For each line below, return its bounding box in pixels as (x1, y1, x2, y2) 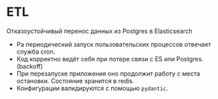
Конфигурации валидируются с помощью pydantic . (16, 84, 168, 92)
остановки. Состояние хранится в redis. (16, 76, 135, 85)
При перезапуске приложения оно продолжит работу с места (16, 69, 201, 78)
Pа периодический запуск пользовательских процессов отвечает (16, 40, 212, 48)
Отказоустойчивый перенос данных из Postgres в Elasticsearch (6, 27, 192, 35)
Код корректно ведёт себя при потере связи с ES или (16, 54, 175, 63)
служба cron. (16, 47, 56, 56)
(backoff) (16, 62, 43, 70)
